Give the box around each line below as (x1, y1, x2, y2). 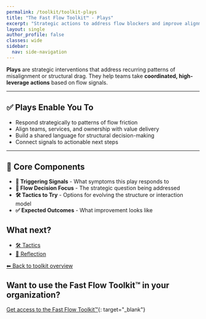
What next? (6, 225, 51, 235)
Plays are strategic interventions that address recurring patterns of (6, 66, 176, 73)
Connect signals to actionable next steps (15, 138, 118, 145)
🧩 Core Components (6, 161, 85, 172)
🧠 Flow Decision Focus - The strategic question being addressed (15, 185, 180, 192)
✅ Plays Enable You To (6, 102, 94, 113)
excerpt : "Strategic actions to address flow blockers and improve (6, 20, 183, 26)
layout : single (6, 26, 45, 33)
